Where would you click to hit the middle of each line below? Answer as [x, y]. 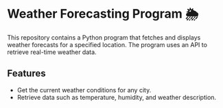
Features [26, 73]
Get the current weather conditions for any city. [84, 90]
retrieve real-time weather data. [52, 52]
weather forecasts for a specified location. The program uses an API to [107, 44]
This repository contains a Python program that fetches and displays [104, 37]
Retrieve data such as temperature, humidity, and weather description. [117, 97]
